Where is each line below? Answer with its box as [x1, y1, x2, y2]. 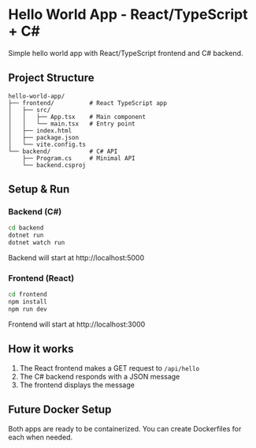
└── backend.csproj [22, 161, 87, 169]
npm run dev [8, 305, 47, 313]
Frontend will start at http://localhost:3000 [8, 319, 146, 329]
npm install [8, 298, 47, 306]
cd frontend [8, 290, 47, 299]
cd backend [8, 224, 44, 232]
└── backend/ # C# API [8, 147, 118, 155]
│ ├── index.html [8, 126, 72, 135]
